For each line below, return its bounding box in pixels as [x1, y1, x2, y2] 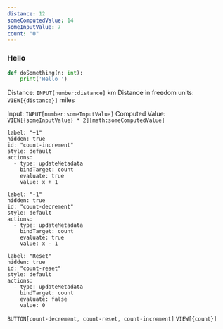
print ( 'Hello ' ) [20, 75, 68, 83]
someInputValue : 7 [7, 23, 61, 30]
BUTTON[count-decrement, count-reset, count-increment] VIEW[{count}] [7, 316, 217, 323]
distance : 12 [7, 10, 46, 18]
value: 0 [20, 302, 46, 309]
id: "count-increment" [7, 142, 74, 149]
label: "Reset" [7, 253, 52, 260]
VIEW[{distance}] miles [7, 96, 75, 104]
